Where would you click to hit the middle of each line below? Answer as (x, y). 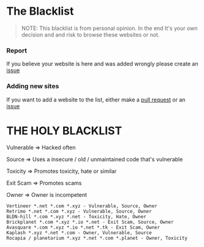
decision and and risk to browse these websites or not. (90, 34)
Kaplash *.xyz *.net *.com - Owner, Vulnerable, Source (79, 233)
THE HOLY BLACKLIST (64, 131)
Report (17, 50)
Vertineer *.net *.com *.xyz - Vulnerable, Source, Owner (82, 206)
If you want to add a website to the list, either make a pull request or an (96, 100)
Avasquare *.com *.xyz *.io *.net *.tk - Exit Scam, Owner (83, 227)
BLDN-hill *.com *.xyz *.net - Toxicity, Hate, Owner (77, 217)
